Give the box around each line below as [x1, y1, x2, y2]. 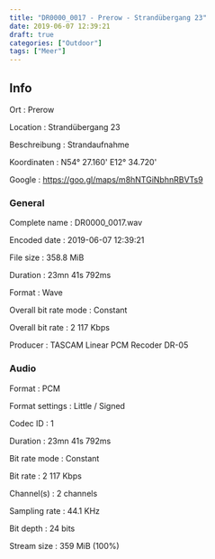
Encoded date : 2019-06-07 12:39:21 [9, 235, 145, 246]
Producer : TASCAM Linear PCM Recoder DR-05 [9, 340, 189, 350]
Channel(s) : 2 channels [9, 488, 98, 498]
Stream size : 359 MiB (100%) [9, 540, 120, 551]
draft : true [9, 30, 54, 39]
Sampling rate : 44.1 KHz [9, 505, 101, 516]
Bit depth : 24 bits [9, 523, 76, 534]
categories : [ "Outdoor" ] [9, 38, 103, 48]
